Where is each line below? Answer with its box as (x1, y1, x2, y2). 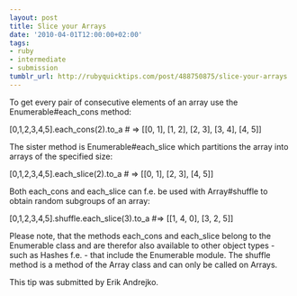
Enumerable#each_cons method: (9, 106, 132, 117)
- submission (9, 64, 58, 73)
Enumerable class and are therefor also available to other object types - (9, 240, 275, 251)
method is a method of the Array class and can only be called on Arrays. (9, 259, 278, 270)
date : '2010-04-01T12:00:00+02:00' (9, 30, 143, 39)
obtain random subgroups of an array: (9, 195, 150, 206)
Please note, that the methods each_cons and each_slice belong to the (9, 230, 272, 241)
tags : (9, 38, 30, 48)
